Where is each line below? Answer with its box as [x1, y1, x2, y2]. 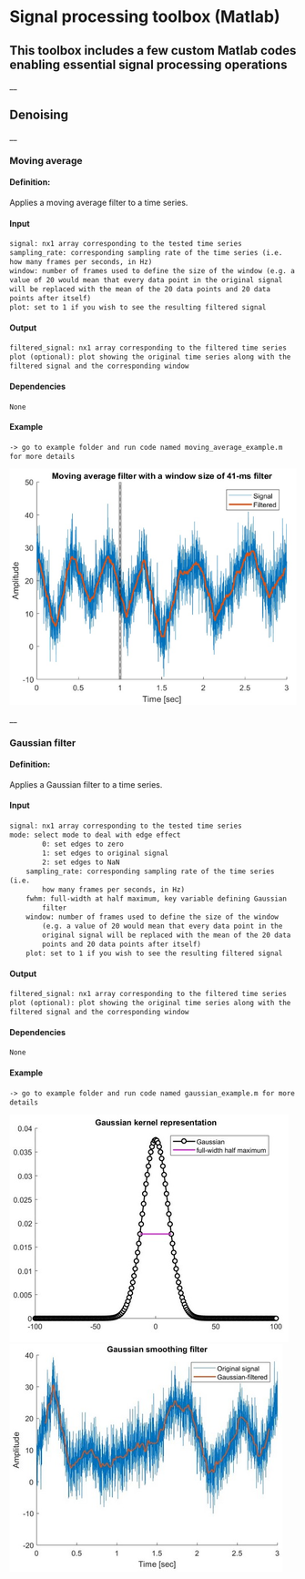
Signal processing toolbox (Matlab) [9, 6, 280, 27]
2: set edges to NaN [42, 858, 120, 867]
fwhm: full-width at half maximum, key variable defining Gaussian [25, 894, 287, 903]
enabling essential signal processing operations [9, 56, 288, 72]
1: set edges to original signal [42, 849, 169, 858]
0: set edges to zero [42, 840, 125, 849]
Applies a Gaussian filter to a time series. [9, 779, 163, 789]
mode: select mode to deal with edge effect [9, 830, 181, 840]
